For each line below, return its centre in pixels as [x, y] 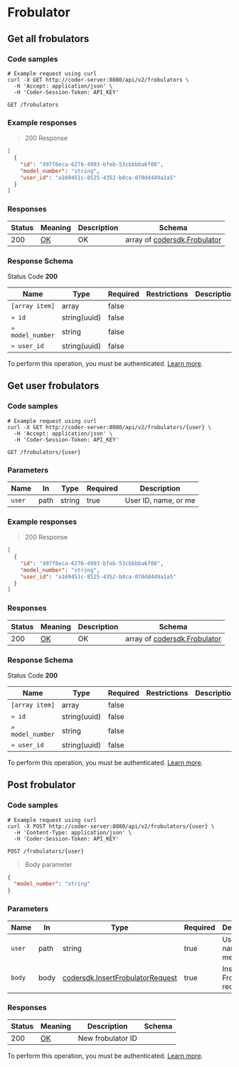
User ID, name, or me [160, 500]
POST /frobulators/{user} [46, 851]
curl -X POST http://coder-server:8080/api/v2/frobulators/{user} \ [111, 826]
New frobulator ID [107, 1038]
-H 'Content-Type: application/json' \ [73, 832]
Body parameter [48, 864]
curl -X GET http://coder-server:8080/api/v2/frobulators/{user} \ [110, 427]
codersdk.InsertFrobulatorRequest [120, 977]
